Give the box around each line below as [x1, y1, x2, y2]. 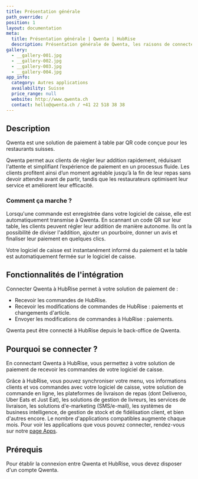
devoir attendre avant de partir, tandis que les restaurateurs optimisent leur [6, 176, 189, 183]
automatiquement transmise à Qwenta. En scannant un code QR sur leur [6, 216, 181, 223]
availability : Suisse [11, 85, 65, 91]
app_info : [6, 74, 31, 80]
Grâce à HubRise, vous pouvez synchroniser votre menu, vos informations [6, 378, 187, 385]
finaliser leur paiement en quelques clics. [6, 235, 106, 242]
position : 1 [6, 19, 35, 25]
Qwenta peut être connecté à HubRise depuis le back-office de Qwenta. [6, 327, 181, 334]
